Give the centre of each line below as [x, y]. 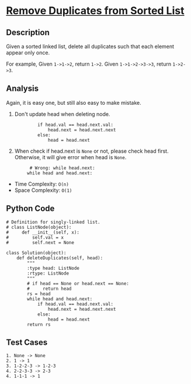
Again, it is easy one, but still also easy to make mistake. [74, 102]
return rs [39, 324]
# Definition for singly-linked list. [53, 222]
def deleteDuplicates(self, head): [60, 258]
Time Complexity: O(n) [41, 184]
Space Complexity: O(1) [43, 190]
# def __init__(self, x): [43, 232]
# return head [49, 289]
